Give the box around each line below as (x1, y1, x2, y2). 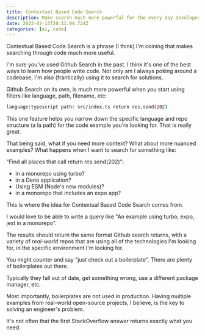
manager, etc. (6, 281, 41, 288)
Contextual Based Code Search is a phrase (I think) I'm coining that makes (6, 43, 193, 50)
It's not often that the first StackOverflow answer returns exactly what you (6, 318, 193, 325)
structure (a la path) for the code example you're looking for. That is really (6, 121, 192, 129)
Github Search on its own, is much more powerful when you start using (6, 86, 185, 93)
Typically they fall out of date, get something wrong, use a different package (6, 274, 198, 282)
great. (6, 128, 21, 135)
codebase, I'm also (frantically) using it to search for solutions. (6, 74, 164, 81)
